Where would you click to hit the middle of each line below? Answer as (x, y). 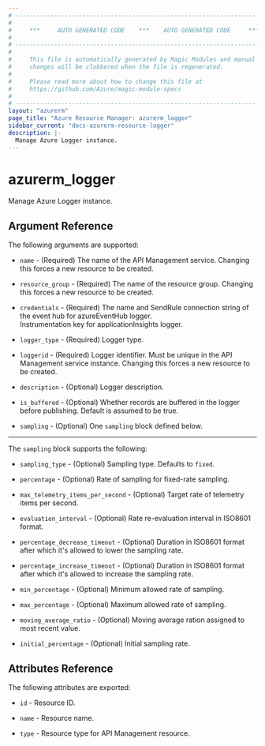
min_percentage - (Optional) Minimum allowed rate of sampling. (122, 590)
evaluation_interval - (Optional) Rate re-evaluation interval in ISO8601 (135, 519)
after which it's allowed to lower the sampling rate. (101, 550)
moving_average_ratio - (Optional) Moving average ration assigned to (132, 620)
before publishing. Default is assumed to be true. (99, 410)
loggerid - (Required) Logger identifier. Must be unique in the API (126, 355)
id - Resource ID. (47, 703)
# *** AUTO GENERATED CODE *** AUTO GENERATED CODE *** (134, 30)
